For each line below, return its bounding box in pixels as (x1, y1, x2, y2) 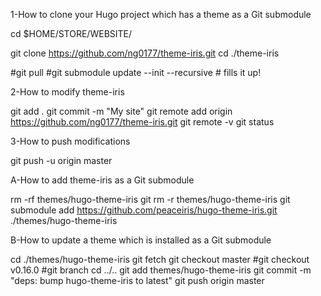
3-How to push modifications (10, 135, 131, 147)
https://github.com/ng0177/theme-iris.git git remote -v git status (10, 116, 275, 128)
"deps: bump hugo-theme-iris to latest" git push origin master (10, 275, 265, 286)
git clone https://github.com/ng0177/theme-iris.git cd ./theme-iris (10, 47, 280, 59)
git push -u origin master (10, 155, 113, 166)
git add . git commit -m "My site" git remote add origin (10, 105, 233, 117)
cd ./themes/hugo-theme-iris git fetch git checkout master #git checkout (10, 254, 310, 265)
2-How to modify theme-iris (10, 86, 125, 98)
